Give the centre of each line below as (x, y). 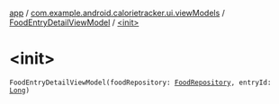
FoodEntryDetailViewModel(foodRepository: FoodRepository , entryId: (140, 82)
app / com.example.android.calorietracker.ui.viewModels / (117, 13)
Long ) (19, 90)
